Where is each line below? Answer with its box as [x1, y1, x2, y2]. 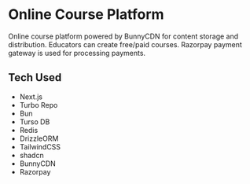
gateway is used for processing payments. [8, 48, 146, 57]
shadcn [19, 150, 45, 160]
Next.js [19, 92, 43, 101]
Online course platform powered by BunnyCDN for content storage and [8, 31, 239, 41]
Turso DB [19, 116, 50, 127]
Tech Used [8, 71, 62, 84]
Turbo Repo [19, 100, 58, 109]
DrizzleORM [19, 134, 59, 143]
